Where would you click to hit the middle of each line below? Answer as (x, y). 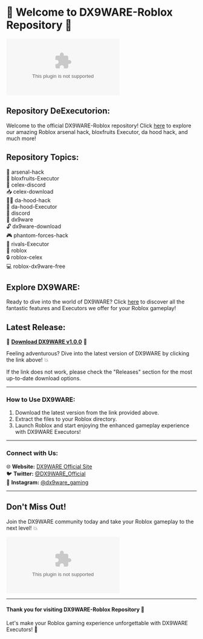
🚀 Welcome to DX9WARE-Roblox (90, 12)
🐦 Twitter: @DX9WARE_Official (46, 474)
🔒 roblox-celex (24, 257)
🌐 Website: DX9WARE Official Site (49, 466)
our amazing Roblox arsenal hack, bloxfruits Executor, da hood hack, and (97, 132)
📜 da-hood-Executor (32, 206)
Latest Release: (36, 327)
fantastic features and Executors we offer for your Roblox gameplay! (91, 308)
